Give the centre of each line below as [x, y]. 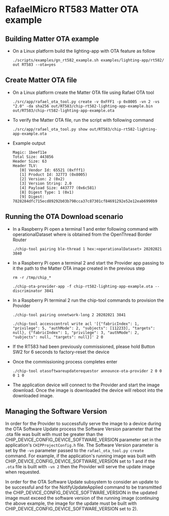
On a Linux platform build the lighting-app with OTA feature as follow [84, 51]
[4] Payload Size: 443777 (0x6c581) [58, 188]
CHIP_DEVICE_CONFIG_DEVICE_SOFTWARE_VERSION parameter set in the [83, 440]
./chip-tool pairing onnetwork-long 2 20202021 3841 [69, 315]
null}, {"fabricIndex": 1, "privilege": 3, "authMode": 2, [76, 333]
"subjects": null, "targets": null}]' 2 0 [58, 337]
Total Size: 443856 [33, 157]
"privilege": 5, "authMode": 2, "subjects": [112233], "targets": [84, 328]
